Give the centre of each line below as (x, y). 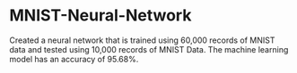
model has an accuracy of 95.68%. (74, 59)
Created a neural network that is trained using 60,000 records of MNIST (142, 40)
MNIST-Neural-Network (100, 16)
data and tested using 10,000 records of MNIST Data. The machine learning (149, 49)
